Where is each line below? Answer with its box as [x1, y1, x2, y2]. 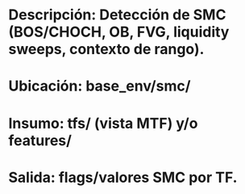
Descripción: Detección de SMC [8, 6, 226, 24]
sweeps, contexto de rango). [8, 40, 205, 58]
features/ [8, 131, 73, 150]
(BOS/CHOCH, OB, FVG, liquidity [8, 23, 230, 41]
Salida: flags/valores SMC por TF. [8, 168, 238, 187]
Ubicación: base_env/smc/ [8, 77, 191, 95]
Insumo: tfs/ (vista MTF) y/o [8, 114, 198, 133]
